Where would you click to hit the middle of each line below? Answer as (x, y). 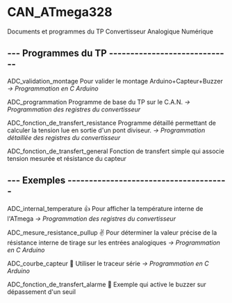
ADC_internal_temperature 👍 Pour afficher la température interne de (105, 208)
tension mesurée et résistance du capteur (67, 158)
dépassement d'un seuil (42, 292)
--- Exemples (36, 181)
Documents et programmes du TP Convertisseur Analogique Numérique (110, 31)
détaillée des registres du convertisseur (64, 137)
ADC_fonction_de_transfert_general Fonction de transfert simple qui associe (116, 151)
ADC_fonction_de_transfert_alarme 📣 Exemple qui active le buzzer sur (107, 284)
